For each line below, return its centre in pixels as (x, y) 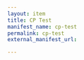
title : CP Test (30, 20)
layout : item (26, 14)
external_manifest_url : (42, 40)
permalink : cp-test (36, 33)
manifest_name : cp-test (42, 27)
